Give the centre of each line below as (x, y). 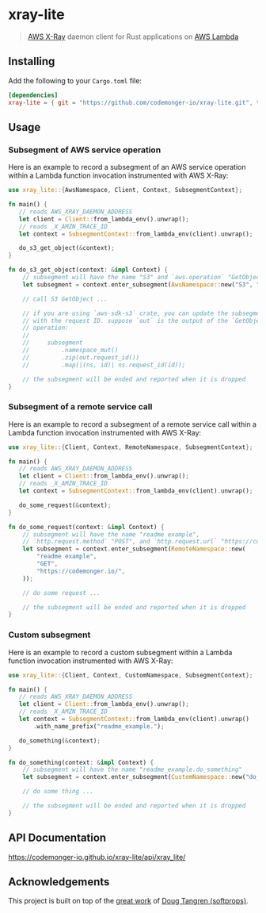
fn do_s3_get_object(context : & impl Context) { (88, 270)
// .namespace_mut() (70, 351)
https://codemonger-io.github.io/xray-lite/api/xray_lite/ (97, 857)
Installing (32, 61)
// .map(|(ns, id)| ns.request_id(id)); (104, 365)
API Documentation (57, 838)
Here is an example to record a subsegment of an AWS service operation (127, 167)
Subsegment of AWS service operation (85, 150)
